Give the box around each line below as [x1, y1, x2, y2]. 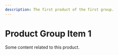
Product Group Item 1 [5, 28, 92, 39]
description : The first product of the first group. [5, 7, 114, 12]
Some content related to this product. [5, 44, 80, 50]
